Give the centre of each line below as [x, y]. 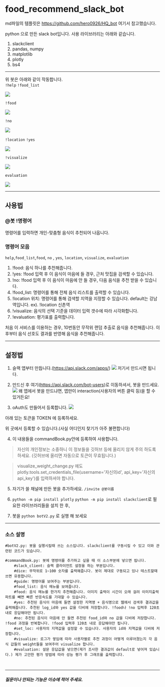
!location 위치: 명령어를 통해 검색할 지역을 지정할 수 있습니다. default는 [80, 298]
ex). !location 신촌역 [50, 304]
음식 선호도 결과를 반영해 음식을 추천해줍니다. [61, 333]
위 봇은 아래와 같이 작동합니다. [34, 79]
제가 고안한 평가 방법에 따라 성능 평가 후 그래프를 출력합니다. [70, 655]
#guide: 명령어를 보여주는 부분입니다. [48, 582]
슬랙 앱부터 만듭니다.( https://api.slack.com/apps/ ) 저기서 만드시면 [79, 368]
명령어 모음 [17, 246]
